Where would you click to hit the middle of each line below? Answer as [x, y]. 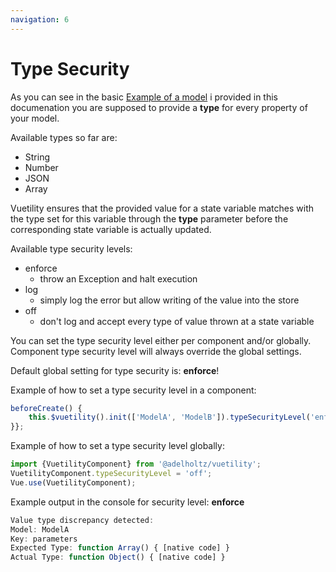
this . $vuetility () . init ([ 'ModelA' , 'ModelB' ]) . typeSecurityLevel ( [169, 417]
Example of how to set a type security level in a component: [133, 390]
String [37, 157]
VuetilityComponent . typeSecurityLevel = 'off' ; [111, 474]
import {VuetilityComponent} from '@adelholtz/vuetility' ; [136, 464]
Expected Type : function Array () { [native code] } [120, 548]
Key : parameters [44, 539]
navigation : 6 [40, 19]
